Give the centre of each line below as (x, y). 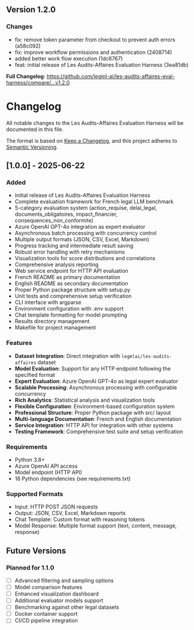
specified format (35, 375)
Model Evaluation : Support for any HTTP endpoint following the (93, 368)
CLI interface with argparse (48, 302)
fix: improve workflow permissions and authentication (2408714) (93, 52)
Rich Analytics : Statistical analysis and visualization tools (85, 400)
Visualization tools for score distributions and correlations (85, 258)
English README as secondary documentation (71, 283)
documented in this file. (35, 129)
